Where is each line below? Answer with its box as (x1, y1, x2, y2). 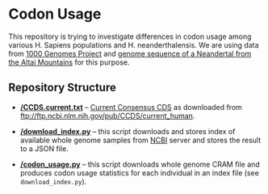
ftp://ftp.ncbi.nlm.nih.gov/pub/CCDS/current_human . (19, 111, 195, 120)
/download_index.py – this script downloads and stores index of (19, 126, 236, 136)
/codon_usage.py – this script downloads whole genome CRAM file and (19, 159, 260, 169)
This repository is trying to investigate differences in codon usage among (8, 32, 252, 41)
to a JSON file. (19, 143, 69, 154)
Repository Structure (8, 81, 117, 95)
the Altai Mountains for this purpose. (8, 57, 130, 67)
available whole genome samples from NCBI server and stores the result (19, 135, 262, 145)
